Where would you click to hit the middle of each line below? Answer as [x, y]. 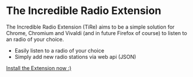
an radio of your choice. [35, 39]
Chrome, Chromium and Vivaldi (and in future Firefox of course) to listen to [96, 33]
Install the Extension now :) [39, 68]
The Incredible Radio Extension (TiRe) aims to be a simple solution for [90, 27]
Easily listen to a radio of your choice [59, 50]
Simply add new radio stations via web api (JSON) [75, 57]
